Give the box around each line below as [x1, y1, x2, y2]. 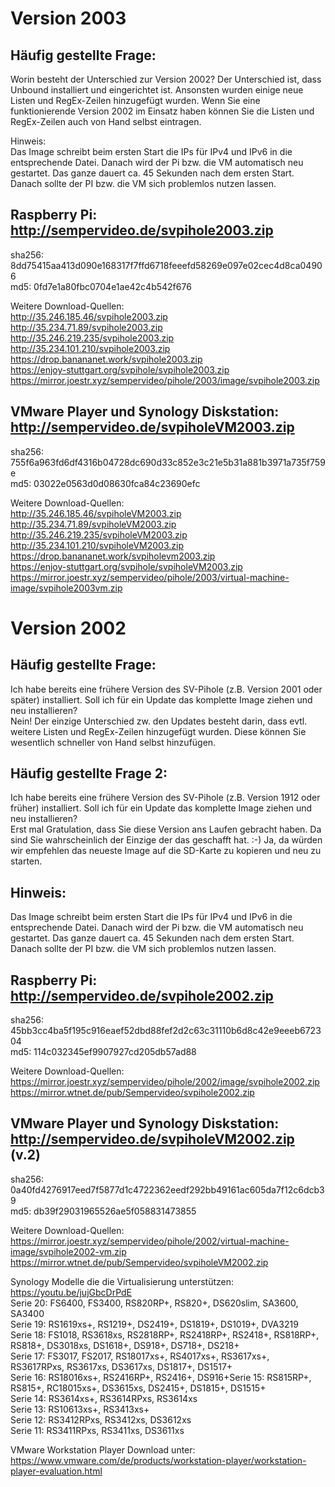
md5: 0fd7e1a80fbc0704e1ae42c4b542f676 [10, 280, 192, 292]
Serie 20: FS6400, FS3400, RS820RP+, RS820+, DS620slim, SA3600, [10, 1297, 299, 1309]
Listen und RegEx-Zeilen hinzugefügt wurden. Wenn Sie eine [10, 95, 261, 106]
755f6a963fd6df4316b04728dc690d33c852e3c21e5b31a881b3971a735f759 [10, 456, 326, 468]
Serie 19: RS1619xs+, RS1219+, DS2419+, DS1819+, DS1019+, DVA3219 [10, 1318, 299, 1330]
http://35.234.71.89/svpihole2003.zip [10, 321, 163, 333]
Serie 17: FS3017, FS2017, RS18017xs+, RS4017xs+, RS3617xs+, [10, 1350, 270, 1362]
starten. [10, 855, 43, 867]
